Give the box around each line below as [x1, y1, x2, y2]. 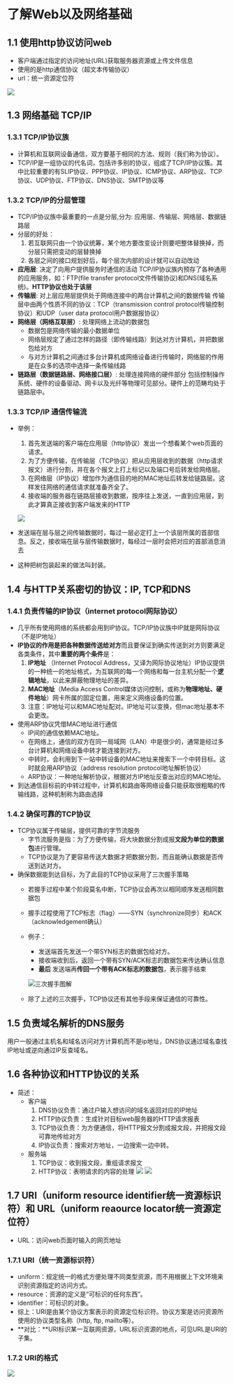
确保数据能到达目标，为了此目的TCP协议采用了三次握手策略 [17, 870, 189, 878]
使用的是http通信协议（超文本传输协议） [17, 65, 133, 74]
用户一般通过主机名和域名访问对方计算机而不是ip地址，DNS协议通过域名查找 [7, 1037, 228, 1045]
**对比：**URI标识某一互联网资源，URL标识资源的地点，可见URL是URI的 [17, 1325, 227, 1333]
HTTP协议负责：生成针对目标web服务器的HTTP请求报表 [38, 1114, 200, 1122]
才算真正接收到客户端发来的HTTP [34, 501, 131, 509]
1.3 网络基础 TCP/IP [7, 109, 92, 121]
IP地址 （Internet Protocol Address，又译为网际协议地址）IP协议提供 [27, 658, 226, 667]
